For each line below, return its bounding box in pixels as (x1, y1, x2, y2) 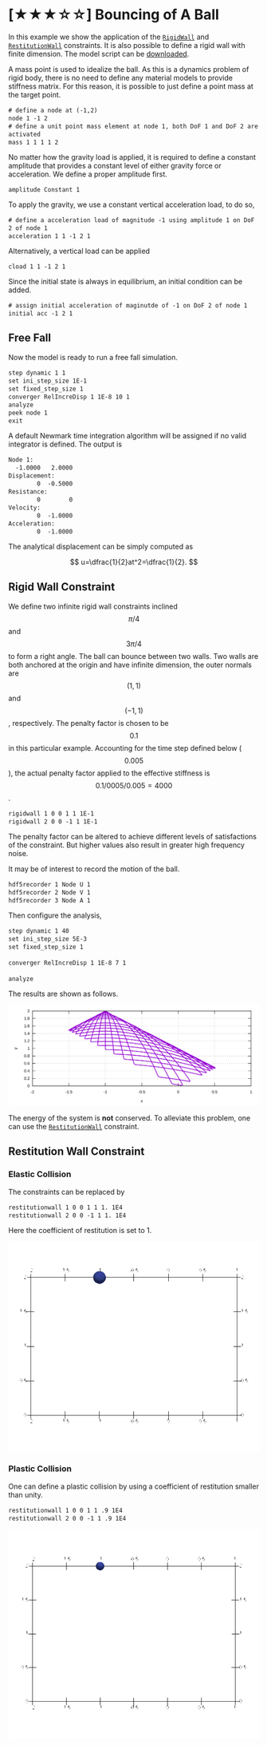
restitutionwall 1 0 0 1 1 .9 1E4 (8, 1506, 124, 1514)
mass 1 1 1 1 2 (8, 138, 59, 146)
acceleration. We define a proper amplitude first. (8, 169, 167, 179)
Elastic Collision (8, 1168, 72, 1180)
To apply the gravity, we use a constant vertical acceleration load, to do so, (8, 200, 255, 209)
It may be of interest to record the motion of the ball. (8, 864, 180, 874)
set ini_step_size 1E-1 (8, 377, 88, 385)
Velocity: (8, 503, 41, 512)
